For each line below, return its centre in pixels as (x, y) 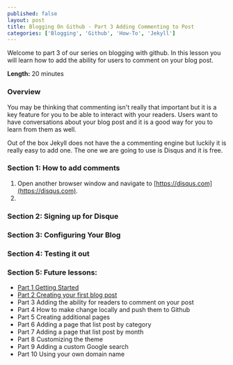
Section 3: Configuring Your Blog (64, 235)
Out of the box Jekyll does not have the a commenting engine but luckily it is (117, 143)
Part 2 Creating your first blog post (67, 295)
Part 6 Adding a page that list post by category (84, 324)
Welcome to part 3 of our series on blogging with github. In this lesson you (114, 53)
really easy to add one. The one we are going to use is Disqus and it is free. (115, 150)
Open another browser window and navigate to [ (87, 183)
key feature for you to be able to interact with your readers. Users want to (112, 114)
